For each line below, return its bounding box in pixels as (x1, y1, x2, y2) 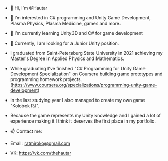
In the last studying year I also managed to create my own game (10, 97, 146, 103)
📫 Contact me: (10, 128, 42, 134)
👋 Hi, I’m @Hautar (10, 5, 47, 11)
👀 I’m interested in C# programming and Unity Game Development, (10, 15, 151, 21)
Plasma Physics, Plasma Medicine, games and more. (10, 21, 121, 26)
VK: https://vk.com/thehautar (10, 150, 71, 156)
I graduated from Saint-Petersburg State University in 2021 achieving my (10, 50, 163, 56)
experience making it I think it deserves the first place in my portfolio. (10, 118, 156, 124)
